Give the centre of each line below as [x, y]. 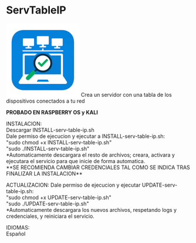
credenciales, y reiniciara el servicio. [50, 216]
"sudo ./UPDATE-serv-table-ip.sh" [48, 204]
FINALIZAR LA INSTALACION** [44, 173]
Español [16, 234]
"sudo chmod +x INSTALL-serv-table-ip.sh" [59, 142]
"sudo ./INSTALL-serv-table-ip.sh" [48, 148]
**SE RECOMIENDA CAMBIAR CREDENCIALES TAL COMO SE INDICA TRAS [98, 167]
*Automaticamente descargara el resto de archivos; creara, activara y [90, 155]
